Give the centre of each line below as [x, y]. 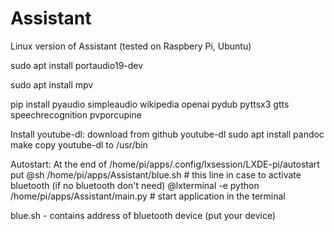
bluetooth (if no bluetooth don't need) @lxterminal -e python [135, 185]
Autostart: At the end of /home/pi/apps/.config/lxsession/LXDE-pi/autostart [165, 164]
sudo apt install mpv [52, 84]
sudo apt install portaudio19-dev [77, 65]
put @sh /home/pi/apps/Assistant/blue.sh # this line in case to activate [156, 174]
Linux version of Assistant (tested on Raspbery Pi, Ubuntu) [131, 46]
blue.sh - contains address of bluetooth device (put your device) [143, 215]
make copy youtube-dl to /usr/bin [79, 144]
